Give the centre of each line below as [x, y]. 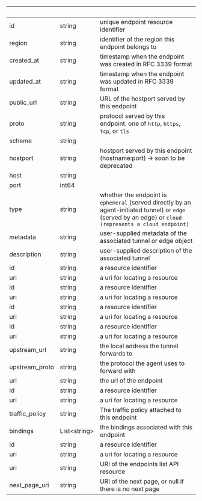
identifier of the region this [137, 39]
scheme [20, 141]
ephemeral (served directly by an [145, 202]
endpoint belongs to [128, 47]
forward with [118, 371]
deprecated [116, 166]
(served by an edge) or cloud [141, 217]
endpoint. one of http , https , [140, 124]
